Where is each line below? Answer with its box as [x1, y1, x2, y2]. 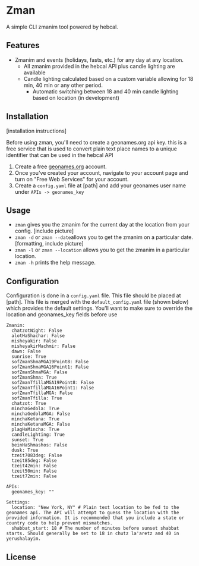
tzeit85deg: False [11, 458, 58, 464]
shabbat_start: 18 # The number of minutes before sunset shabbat [11, 526, 179, 532]
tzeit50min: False [11, 468, 58, 474]
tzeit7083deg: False [11, 452, 62, 458]
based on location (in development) [32, 94, 120, 101]
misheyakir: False [11, 338, 58, 344]
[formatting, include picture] [14, 240, 84, 247]
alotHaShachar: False [11, 333, 65, 339]
